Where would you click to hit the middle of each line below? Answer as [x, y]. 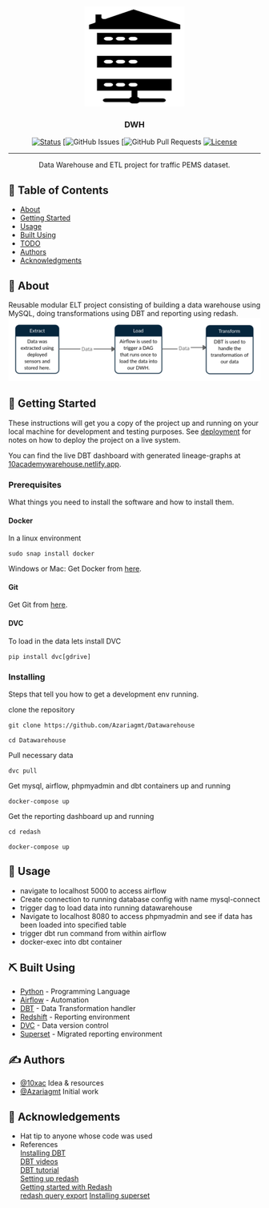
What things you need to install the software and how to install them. [121, 502]
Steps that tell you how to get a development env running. [104, 694]
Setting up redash [49, 1178]
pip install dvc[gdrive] [50, 656]
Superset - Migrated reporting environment [91, 1033]
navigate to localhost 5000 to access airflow [93, 890]
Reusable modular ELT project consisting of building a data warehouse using [134, 305]
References [39, 1145]
